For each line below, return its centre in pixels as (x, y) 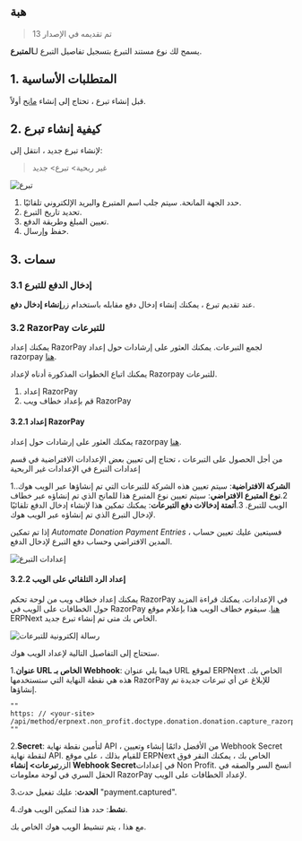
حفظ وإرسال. (46, 231)
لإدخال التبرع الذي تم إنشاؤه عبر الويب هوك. (83, 514)
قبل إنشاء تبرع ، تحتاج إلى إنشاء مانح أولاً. (78, 100)
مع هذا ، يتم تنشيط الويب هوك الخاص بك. (78, 827)
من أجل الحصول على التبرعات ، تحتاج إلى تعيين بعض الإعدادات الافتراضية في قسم (147, 459)
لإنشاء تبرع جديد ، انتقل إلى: (56, 151)
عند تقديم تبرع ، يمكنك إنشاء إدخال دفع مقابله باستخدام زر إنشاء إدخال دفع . (133, 305)
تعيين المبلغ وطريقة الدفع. (66, 221)
